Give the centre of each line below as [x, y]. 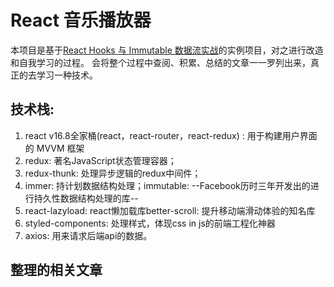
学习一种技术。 [67, 75]
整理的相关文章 [56, 270]
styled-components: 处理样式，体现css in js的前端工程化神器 [150, 223]
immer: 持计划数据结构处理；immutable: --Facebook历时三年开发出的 [167, 185]
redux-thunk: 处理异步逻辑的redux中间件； [113, 173]
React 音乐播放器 [81, 20]
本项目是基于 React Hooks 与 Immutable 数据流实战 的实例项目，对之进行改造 [167, 50]
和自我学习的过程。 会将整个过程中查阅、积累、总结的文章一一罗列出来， [160, 62]
